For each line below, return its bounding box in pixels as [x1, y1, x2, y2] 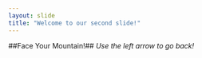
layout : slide [8, 11, 56, 20]
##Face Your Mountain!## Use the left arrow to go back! [8, 41, 195, 50]
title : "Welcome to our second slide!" [8, 19, 141, 27]
